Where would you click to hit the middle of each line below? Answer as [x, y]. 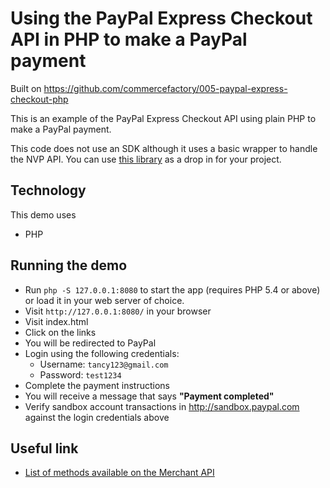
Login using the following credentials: [102, 353]
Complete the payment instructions [97, 385]
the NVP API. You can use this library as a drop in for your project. [146, 159]
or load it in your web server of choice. [104, 300]
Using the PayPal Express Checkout [161, 18]
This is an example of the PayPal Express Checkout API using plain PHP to [163, 118]
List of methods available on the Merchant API [119, 473]
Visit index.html [56, 321]
